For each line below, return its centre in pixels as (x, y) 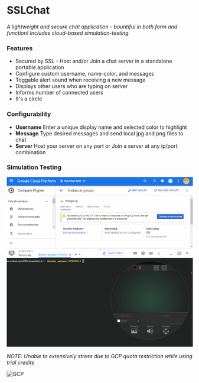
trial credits (21, 363)
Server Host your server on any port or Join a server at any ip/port (96, 146)
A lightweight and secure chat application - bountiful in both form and (92, 27)
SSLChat (28, 10)
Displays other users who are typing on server (71, 86)
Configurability (29, 114)
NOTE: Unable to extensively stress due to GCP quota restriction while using (99, 356)
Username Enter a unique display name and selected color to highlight (101, 127)
